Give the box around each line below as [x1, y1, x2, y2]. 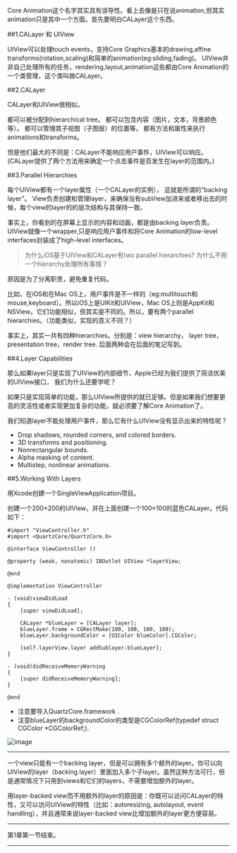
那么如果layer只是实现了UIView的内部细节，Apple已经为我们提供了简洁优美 [7, 369, 226, 377]
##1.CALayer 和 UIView [7, 30, 75, 38]
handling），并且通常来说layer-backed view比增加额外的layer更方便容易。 [7, 809, 221, 818]
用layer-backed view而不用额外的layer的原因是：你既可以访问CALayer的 [7, 792, 217, 800]
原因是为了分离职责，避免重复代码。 [7, 275, 113, 283]
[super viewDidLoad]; [20, 607, 83, 614]
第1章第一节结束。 [7, 831, 60, 839]
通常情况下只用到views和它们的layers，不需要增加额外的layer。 [13, 777, 198, 784]
